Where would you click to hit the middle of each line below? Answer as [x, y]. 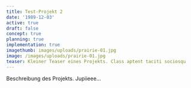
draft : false [22, 28]
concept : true [24, 34]
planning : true [25, 39]
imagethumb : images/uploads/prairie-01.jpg [61, 51]
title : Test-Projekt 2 [34, 12]
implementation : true [33, 45]
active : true [22, 23]
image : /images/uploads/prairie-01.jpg [56, 56]
